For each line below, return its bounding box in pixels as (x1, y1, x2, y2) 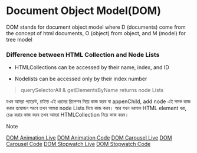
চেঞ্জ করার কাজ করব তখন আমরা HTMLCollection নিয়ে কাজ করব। (6, 111, 129, 118)
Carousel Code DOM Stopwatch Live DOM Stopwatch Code (6, 141, 151, 148)
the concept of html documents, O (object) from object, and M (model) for (6, 29, 186, 36)
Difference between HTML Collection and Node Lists (6, 50, 160, 59)
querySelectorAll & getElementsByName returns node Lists (20, 87, 164, 94)
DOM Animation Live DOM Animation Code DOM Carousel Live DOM (6, 134, 172, 141)
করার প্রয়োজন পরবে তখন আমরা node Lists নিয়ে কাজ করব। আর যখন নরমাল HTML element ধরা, (6, 104, 187, 112)
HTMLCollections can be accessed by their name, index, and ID (14, 64, 169, 71)
